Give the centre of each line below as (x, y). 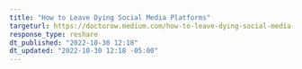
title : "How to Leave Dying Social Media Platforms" (110, 17)
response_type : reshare (54, 34)
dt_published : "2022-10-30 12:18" (74, 43)
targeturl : (30, 26)
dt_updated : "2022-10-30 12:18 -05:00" (84, 51)
